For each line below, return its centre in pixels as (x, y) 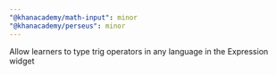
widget (22, 61)
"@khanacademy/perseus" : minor (67, 26)
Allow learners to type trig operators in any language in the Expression (139, 51)
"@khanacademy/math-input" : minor (74, 17)
